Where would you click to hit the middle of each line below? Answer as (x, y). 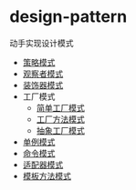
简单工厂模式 (60, 107)
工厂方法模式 (60, 119)
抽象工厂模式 (60, 130)
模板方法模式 (47, 175)
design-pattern (68, 17)
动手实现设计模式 (42, 43)
